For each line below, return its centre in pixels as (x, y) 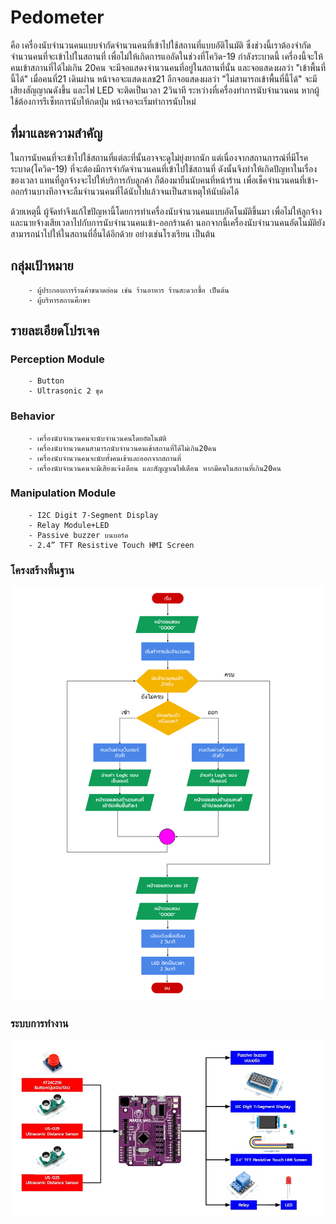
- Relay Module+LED (69, 525)
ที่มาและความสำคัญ (56, 133)
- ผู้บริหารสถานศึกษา (59, 300)
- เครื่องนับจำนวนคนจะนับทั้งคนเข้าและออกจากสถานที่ (105, 458)
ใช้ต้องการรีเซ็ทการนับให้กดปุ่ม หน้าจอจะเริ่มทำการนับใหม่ (103, 101)
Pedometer (57, 17)
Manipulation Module (63, 493)
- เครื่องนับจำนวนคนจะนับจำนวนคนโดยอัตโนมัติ (97, 438)
